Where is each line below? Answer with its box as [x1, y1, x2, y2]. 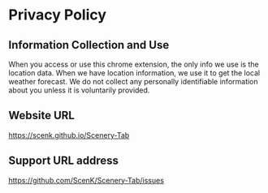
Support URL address [8, 154, 119, 168]
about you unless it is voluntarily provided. [8, 85, 150, 95]
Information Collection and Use [8, 38, 170, 52]
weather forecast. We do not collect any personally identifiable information [8, 77, 258, 86]
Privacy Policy [8, 6, 107, 24]
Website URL [8, 109, 75, 122]
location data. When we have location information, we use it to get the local [8, 68, 261, 78]
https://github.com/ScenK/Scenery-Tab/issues [8, 175, 165, 185]
